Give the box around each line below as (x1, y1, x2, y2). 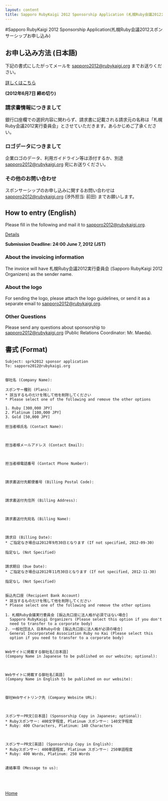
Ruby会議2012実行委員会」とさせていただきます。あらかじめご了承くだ (5, 123, 152, 129)
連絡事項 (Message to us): (5, 765, 58, 770)
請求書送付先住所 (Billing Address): (5, 498, 78, 503)
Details (5, 231, 19, 238)
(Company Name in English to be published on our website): (5, 676, 133, 681)
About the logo (5, 284, 42, 291)
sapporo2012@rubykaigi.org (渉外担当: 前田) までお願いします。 (5, 194, 137, 200)
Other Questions (5, 313, 46, 320)
